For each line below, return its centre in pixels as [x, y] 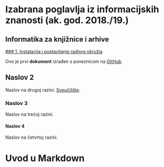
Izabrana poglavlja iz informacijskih [82, 9]
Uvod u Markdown [45, 158]
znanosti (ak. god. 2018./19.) [67, 20]
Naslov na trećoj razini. [29, 114]
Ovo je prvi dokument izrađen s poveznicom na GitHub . [64, 61]
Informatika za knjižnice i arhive [57, 39]
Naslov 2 [20, 78]
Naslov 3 [17, 103]
